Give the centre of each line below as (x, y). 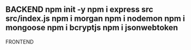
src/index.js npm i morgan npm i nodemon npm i (95, 19)
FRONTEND (20, 42)
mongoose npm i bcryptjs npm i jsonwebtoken (92, 28)
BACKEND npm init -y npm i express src (79, 10)
